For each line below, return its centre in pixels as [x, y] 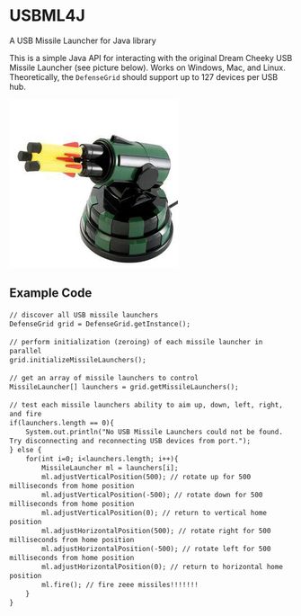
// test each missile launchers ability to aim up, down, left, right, [146, 405]
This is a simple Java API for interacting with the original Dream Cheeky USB [151, 58]
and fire [26, 414]
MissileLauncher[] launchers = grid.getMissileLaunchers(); [124, 387]
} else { [26, 450]
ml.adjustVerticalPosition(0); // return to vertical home [155, 513]
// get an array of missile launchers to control [104, 378]
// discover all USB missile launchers [84, 315]
